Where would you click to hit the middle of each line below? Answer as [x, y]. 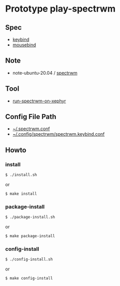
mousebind [24, 45]
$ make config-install [29, 278]
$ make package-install [30, 236]
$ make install [21, 194]
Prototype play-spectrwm [61, 9]
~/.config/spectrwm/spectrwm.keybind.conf [58, 134]
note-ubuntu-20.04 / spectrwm [45, 73]
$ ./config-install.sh [29, 260]
